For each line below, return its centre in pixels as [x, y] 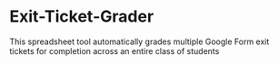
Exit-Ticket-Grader [82, 17]
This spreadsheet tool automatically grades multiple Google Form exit [139, 41]
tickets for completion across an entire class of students [115, 50]
